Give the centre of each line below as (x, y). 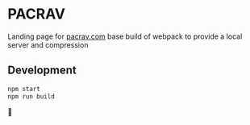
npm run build (31, 96)
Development (42, 71)
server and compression (48, 44)
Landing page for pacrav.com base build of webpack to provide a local (125, 36)
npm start (24, 89)
